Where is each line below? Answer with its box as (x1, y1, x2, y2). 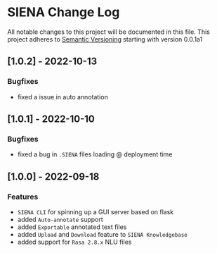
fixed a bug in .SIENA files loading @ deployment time (17, 150, 173, 159)
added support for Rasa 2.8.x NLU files (17, 237, 132, 246)
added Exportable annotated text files (17, 223, 127, 231)
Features (7, 192, 39, 202)
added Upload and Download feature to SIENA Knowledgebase (17, 230, 188, 238)
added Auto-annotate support (17, 216, 103, 223)
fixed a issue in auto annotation (17, 92, 109, 101)
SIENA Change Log (7, 4, 120, 20)
